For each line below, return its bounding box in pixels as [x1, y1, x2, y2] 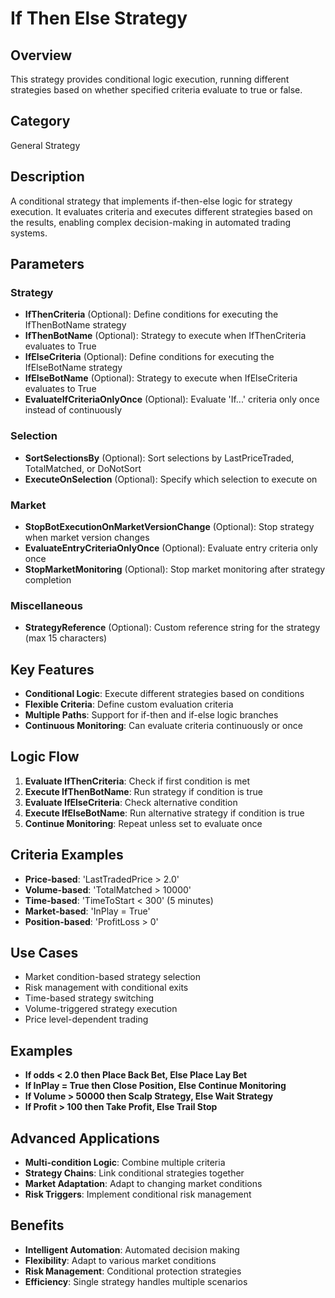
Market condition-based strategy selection [24, 971, 202, 983]
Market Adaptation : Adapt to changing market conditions [24, 1178, 263, 1190]
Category [10, 113, 71, 130]
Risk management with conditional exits [24, 982, 189, 994]
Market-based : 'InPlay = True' [24, 905, 151, 917]
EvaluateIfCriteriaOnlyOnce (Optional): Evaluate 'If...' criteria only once [24, 393, 320, 406]
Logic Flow [10, 748, 80, 766]
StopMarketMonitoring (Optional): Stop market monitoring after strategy [24, 563, 326, 575]
